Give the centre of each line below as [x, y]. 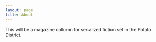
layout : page [19, 10]
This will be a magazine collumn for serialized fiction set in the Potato [79, 29]
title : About [19, 15]
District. [14, 35]
